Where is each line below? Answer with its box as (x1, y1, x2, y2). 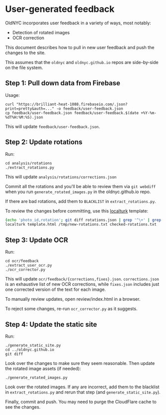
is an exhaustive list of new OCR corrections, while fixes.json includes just (5, 281, 160, 287)
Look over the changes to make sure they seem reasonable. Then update (5, 360, 155, 366)
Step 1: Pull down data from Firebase (5, 79, 121, 87)
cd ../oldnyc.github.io (5, 347, 55, 352)
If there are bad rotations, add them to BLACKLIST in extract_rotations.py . (5, 198, 157, 204)
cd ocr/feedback (5, 259, 39, 264)
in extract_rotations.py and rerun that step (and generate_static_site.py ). (5, 389, 161, 395)
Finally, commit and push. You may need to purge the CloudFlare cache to (5, 399, 157, 405)
